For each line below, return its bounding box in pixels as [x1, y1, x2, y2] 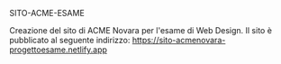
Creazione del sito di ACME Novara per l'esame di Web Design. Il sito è [9, 25, 273, 35]
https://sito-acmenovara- [131, 35, 226, 45]
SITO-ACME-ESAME [9, 8, 86, 18]
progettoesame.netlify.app [9, 44, 108, 55]
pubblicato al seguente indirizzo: [9, 35, 131, 45]
